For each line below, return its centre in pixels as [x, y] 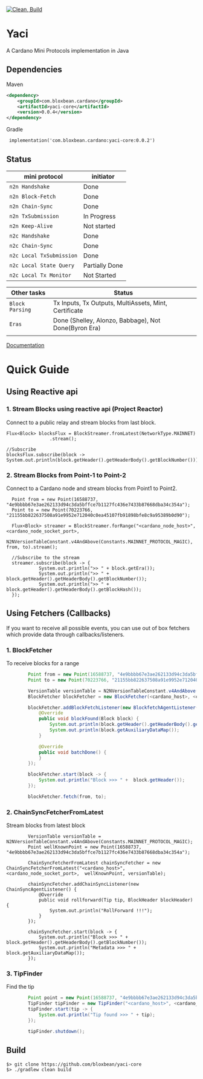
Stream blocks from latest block [46, 825]
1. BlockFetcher [29, 650]
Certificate [68, 310]
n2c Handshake [30, 236]
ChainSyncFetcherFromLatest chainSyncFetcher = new [95, 863]
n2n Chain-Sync [31, 206]
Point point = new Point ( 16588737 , [73, 998]
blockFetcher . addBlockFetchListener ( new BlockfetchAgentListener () [114, 708]
